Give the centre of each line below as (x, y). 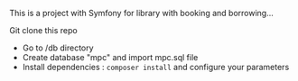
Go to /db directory (58, 48)
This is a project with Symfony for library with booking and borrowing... (141, 13)
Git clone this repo (44, 30)
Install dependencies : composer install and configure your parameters (156, 67)
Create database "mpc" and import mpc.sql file (110, 57)
